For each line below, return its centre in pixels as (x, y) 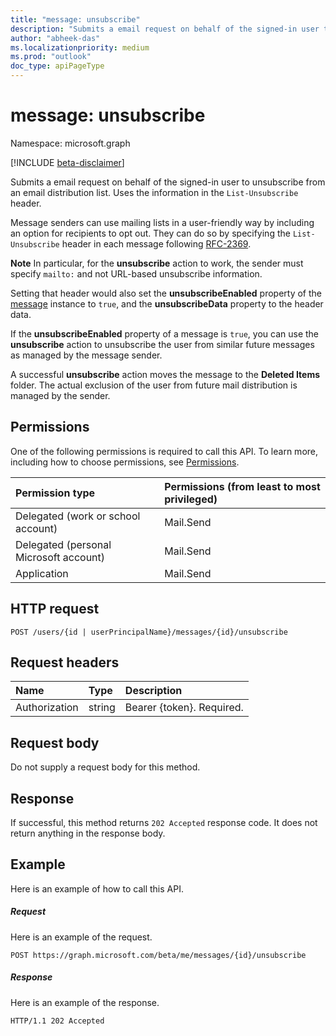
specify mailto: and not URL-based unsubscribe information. (136, 273)
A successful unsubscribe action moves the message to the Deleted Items (165, 374)
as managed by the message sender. (86, 355)
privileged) (191, 499)
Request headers (65, 662)
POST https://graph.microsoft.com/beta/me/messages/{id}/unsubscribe (158, 955)
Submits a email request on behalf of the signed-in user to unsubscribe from (168, 182)
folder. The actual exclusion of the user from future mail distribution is (154, 385)
